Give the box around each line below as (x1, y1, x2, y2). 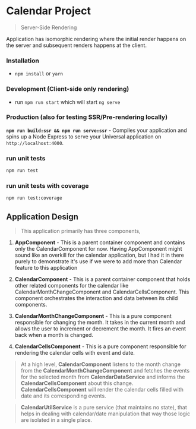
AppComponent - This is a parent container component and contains (14, 239, 185, 246)
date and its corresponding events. (20, 392, 106, 399)
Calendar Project (6, 4, 91, 18)
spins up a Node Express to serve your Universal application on (6, 133, 162, 140)
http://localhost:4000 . (6, 139, 64, 146)
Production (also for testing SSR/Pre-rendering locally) (6, 113, 168, 121)
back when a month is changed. (14, 331, 94, 338)
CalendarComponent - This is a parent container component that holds (14, 275, 191, 283)
